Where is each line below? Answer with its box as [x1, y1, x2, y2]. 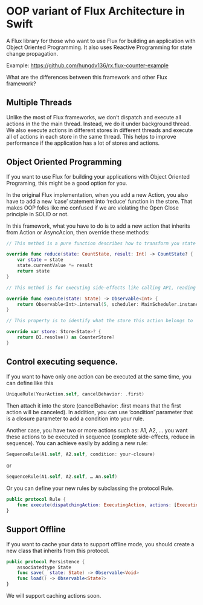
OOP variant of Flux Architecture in [6, 4, 185, 18]
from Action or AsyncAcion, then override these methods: [6, 228, 150, 236]
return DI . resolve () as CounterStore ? [17, 334, 115, 340]
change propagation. [6, 50, 59, 57]
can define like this [6, 379, 53, 386]
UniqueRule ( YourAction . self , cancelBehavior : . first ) [6, 391, 145, 397]
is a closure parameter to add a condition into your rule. [6, 415, 144, 422]
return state [17, 268, 50, 274]
